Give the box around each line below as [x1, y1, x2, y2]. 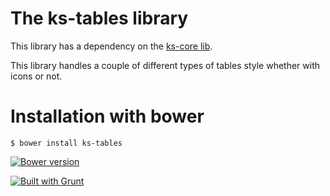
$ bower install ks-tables [10, 138, 123, 148]
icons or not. [10, 70, 63, 82]
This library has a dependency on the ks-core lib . [10, 40, 213, 52]
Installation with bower [10, 105, 205, 128]
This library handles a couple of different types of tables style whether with [10, 59, 321, 71]
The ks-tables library [10, 7, 189, 30]
